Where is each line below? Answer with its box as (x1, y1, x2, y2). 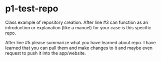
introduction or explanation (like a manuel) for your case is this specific (5, 24, 151, 30)
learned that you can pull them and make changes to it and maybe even (5, 45, 152, 51)
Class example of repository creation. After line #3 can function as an (5, 19, 148, 25)
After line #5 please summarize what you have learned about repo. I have (5, 39, 156, 45)
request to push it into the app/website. (5, 50, 86, 56)
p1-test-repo (5, 3, 58, 14)
